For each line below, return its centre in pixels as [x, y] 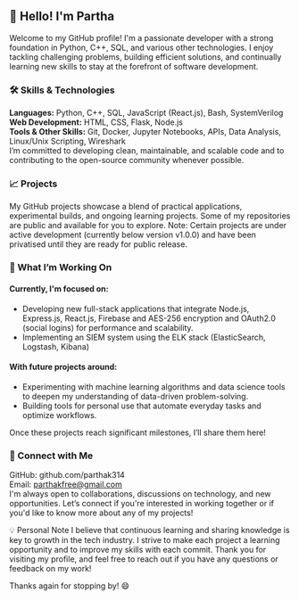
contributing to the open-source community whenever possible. [127, 160]
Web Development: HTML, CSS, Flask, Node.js [96, 122]
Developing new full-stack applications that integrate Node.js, [136, 308]
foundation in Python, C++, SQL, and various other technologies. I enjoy [141, 47]
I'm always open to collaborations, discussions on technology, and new [140, 494]
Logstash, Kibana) [56, 346]
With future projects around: [63, 367]
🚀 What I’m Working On [61, 267]
